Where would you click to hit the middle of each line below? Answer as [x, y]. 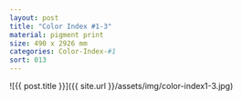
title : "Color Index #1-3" [61, 26]
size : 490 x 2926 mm [49, 43]
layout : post [34, 18]
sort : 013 [28, 60]
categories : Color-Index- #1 [63, 52]
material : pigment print [57, 35]
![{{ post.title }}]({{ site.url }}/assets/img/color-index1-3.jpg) [121, 86]
